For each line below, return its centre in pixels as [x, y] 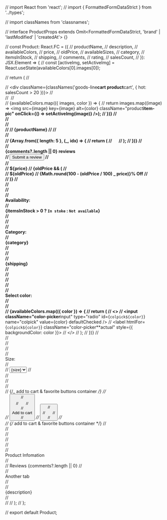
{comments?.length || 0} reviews [40, 151]
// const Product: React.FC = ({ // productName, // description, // [72, 47]
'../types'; [15, 12]
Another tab [17, 476]
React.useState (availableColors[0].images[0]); [53, 68]
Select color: [19, 295]
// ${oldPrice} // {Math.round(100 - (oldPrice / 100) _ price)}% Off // [77, 174]
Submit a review [27, 157]
